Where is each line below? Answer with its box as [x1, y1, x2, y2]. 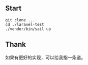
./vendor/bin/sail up [5, 26, 51, 31]
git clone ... [5, 17, 36, 22]
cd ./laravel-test [5, 22, 44, 27]
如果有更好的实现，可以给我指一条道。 [5, 54, 85, 60]
